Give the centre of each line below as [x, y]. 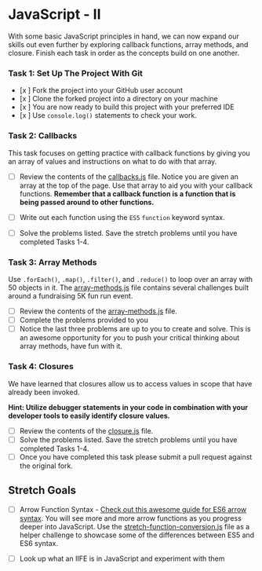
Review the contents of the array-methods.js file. [98, 311]
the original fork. [46, 466]
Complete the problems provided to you [84, 320]
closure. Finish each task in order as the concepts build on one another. [124, 53]
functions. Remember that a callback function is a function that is [127, 193]
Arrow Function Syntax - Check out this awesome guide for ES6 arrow [133, 509]
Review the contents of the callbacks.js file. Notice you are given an [129, 176]
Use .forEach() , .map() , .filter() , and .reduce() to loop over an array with [131, 280]
